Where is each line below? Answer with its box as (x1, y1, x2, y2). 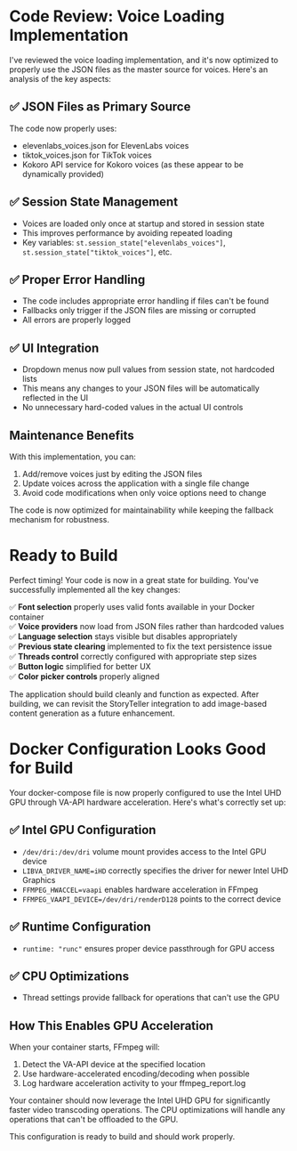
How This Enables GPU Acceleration (9, 1017, 213, 1033)
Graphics (21, 874, 56, 885)
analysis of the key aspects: (9, 73, 111, 84)
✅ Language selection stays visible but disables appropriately (9, 630, 238, 642)
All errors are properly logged (21, 314, 132, 326)
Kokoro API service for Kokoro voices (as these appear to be (21, 158, 245, 170)
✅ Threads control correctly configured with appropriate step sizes (9, 651, 258, 661)
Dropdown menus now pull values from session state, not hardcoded (21, 364, 276, 375)
